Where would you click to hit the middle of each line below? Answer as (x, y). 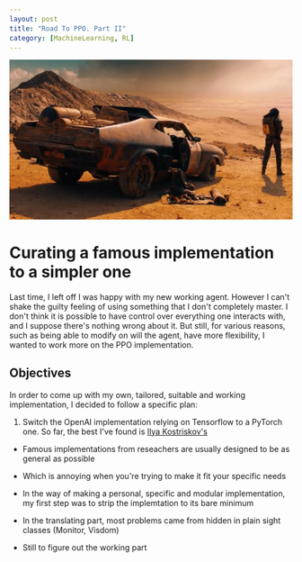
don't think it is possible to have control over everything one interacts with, (147, 316)
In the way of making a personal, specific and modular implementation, (154, 493)
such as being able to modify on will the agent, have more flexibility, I (137, 335)
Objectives (40, 373)
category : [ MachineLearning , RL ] (72, 38)
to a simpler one (71, 272)
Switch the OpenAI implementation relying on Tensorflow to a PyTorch (152, 421)
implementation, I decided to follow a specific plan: (103, 404)
